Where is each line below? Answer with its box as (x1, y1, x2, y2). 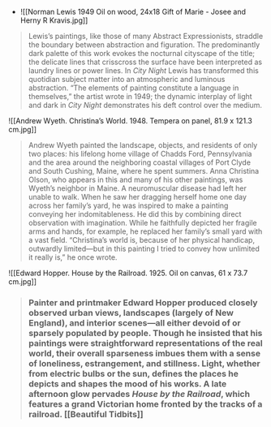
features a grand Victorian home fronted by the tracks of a (28, 398, 263, 409)
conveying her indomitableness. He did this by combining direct (28, 209, 242, 218)
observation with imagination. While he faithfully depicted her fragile (28, 218, 257, 227)
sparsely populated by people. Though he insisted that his (28, 327, 263, 339)
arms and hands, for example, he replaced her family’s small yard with (28, 226, 263, 236)
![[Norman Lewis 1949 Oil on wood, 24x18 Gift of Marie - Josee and (19, 7, 246, 16)
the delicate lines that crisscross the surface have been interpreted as (28, 57, 262, 67)
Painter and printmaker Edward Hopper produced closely (28, 296, 258, 308)
